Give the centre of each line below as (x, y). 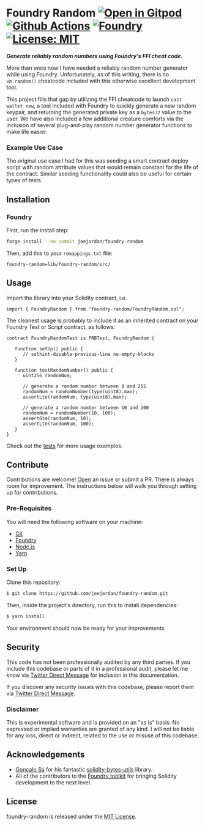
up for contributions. (32, 493)
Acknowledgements (46, 755)
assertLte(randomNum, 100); (58, 424)
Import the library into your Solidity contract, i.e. (67, 298)
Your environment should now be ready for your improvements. (86, 628)
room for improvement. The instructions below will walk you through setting (102, 486)
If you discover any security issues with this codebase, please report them (100, 687)
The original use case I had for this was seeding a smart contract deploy (97, 161)
